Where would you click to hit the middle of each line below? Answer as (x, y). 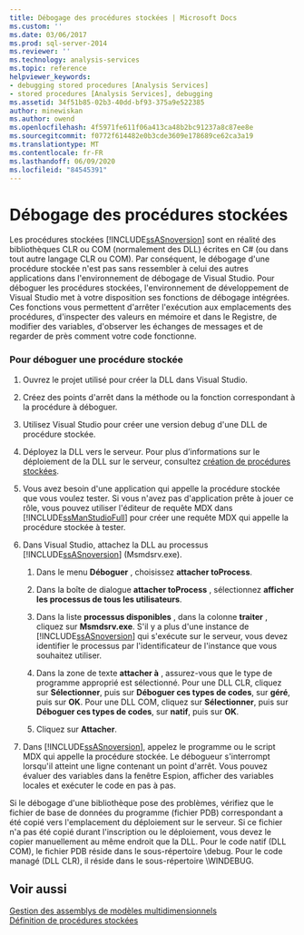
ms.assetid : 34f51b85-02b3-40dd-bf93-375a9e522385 (107, 102)
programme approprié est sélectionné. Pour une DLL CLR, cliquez (159, 683)
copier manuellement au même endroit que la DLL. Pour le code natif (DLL (148, 841)
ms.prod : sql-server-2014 (58, 43)
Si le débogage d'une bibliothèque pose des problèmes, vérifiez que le (142, 802)
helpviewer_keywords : (50, 77)
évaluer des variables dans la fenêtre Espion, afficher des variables (148, 775)
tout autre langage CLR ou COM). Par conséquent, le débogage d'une (140, 259)
